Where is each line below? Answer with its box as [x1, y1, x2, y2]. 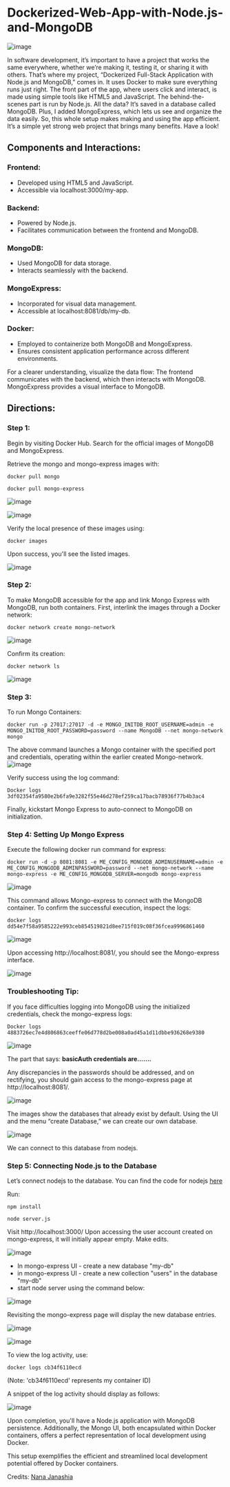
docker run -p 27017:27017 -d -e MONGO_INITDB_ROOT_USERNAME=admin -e [7, 721, 214, 729]
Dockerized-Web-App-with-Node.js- [7, 5, 224, 21]
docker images [7, 537, 48, 544]
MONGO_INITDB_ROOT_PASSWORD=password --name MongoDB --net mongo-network [7, 727, 224, 734]
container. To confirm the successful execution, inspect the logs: [7, 904, 191, 912]
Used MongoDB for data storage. [17, 259, 112, 268]
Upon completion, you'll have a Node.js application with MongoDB [7, 1416, 195, 1425]
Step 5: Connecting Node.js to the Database [7, 1161, 157, 1170]
